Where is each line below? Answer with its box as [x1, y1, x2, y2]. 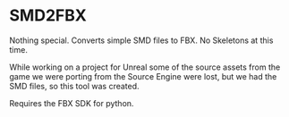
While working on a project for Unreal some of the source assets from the [9, 62, 281, 72]
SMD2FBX [9, 5, 87, 26]
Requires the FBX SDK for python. [9, 97, 134, 108]
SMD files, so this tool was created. [9, 80, 140, 91]
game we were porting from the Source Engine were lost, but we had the [9, 71, 277, 81]
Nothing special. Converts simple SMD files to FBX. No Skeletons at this [9, 35, 274, 46]
